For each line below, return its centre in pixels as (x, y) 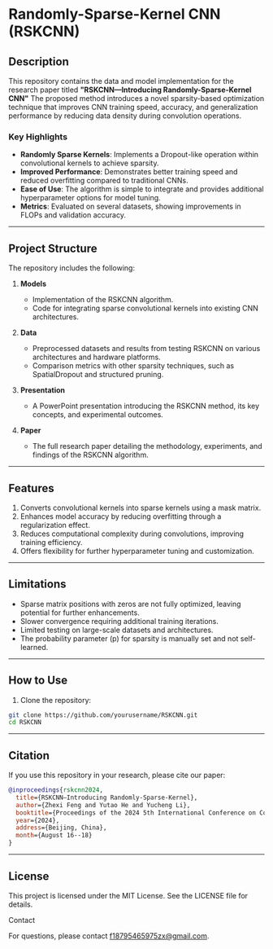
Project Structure (53, 248)
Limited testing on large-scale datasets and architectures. (117, 630)
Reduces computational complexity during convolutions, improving (132, 534)
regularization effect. (55, 525)
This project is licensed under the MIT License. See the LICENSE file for (128, 895)
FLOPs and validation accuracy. (73, 215)
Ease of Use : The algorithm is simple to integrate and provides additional (142, 189)
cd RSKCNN (25, 723)
